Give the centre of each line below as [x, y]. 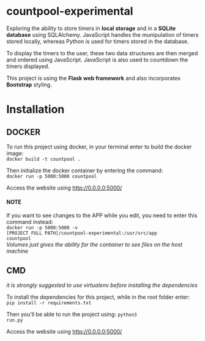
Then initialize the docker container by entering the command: [85, 170]
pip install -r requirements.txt [49, 303]
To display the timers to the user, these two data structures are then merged [102, 53]
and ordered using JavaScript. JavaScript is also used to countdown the [97, 59]
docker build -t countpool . [43, 159]
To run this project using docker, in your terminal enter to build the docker [99, 147]
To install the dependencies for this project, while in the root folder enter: [98, 297]
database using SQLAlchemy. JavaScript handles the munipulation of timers [102, 34]
